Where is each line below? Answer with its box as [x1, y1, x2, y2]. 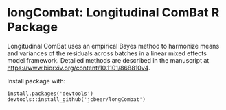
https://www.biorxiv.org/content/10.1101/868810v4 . [7, 64, 150, 72]
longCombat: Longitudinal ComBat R [7, 5, 220, 20]
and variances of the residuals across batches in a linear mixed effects [7, 49, 207, 57]
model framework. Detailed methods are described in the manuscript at [7, 56, 210, 64]
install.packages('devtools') [7, 90, 94, 97]
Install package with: [7, 77, 66, 85]
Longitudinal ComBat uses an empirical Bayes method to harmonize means [7, 42, 220, 50]
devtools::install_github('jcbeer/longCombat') [7, 96, 146, 103]
